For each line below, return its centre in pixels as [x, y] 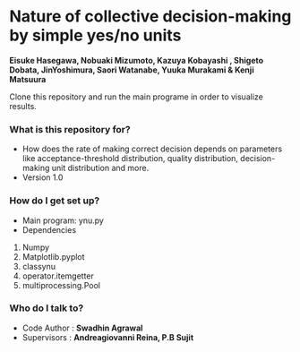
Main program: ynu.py [63, 220]
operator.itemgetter [58, 276]
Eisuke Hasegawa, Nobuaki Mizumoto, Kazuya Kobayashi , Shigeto [137, 60]
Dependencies [49, 229]
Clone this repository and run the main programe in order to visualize [137, 97]
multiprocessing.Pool [61, 285]
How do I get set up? [55, 201]
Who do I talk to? [47, 308]
